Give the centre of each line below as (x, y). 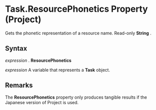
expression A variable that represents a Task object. (57, 70)
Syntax (16, 48)
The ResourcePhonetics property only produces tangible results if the (76, 97)
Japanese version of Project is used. (42, 102)
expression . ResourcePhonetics (38, 60)
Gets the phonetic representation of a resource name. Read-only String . (78, 33)
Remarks (19, 85)
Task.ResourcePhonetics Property (77, 9)
